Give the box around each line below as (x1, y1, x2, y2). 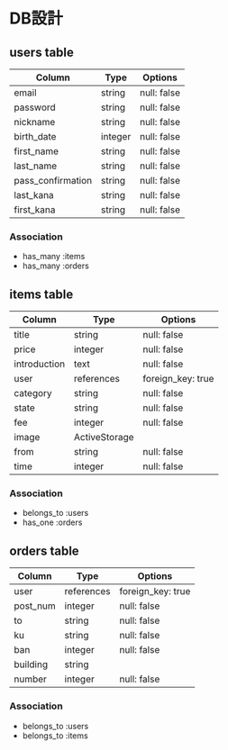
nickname (14, 116, 56, 128)
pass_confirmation (14, 175, 93, 186)
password (14, 101, 56, 113)
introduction (14, 357, 66, 370)
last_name (14, 159, 58, 172)
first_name (14, 145, 59, 158)
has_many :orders (22, 260, 90, 271)
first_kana (14, 203, 56, 216)
